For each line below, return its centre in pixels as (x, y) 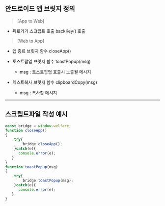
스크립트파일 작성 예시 (36, 114)
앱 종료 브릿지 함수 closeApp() (41, 51)
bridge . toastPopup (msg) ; (48, 180)
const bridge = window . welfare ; (38, 126)
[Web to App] (31, 41)
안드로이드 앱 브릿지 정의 (40, 9)
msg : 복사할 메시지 (38, 93)
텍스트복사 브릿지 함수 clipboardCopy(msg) (55, 82)
